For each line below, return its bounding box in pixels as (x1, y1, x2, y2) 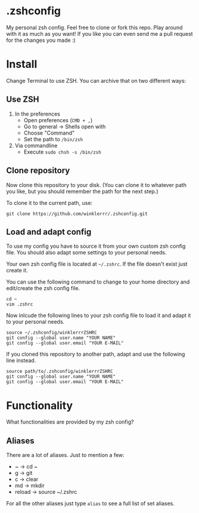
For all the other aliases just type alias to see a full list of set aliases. (6, 500, 175, 507)
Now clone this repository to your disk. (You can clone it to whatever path (6, 181, 186, 188)
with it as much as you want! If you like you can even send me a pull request (6, 30, 193, 37)
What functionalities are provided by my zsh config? (6, 418, 134, 425)
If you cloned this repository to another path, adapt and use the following (6, 350, 185, 358)
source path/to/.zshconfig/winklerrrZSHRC (6, 368, 113, 375)
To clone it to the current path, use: (6, 199, 93, 206)
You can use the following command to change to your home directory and (6, 278, 190, 285)
